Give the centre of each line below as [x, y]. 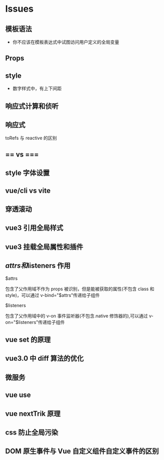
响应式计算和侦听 [32, 106]
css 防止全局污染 [32, 432]
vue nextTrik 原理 [33, 413]
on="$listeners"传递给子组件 [35, 322]
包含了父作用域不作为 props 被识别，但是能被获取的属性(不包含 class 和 [80, 289]
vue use [18, 395]
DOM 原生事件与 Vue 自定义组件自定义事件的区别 [82, 451]
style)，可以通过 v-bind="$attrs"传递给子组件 [53, 295]
